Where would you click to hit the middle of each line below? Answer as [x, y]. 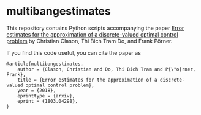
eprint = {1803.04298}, [48, 101]
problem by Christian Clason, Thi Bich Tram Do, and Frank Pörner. [89, 41]
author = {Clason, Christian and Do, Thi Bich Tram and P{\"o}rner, [107, 69]
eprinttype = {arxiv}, [46, 96]
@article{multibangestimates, [45, 64]
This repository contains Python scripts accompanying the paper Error [95, 28]
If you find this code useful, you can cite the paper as [74, 52]
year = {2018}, [37, 90]
